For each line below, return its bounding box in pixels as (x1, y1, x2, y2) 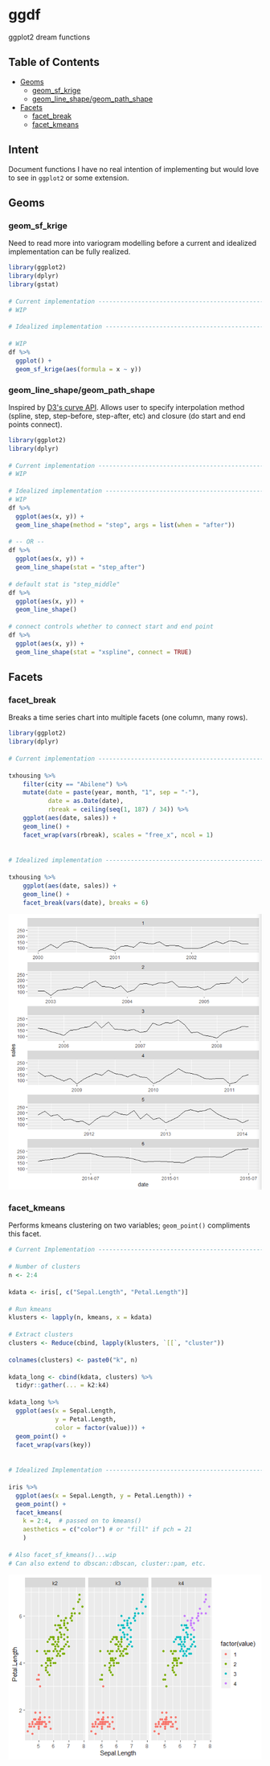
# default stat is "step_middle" (8, 580, 121, 588)
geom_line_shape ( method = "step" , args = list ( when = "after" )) (15, 521, 235, 529)
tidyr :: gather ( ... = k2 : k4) (15, 1381, 110, 1390)
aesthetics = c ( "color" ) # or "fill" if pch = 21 (22, 1526, 193, 1534)
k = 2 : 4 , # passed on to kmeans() (22, 1517, 142, 1525)
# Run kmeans (8, 1305, 52, 1313)
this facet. (8, 1229, 42, 1239)
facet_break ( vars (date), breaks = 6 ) (22, 899, 149, 907)
